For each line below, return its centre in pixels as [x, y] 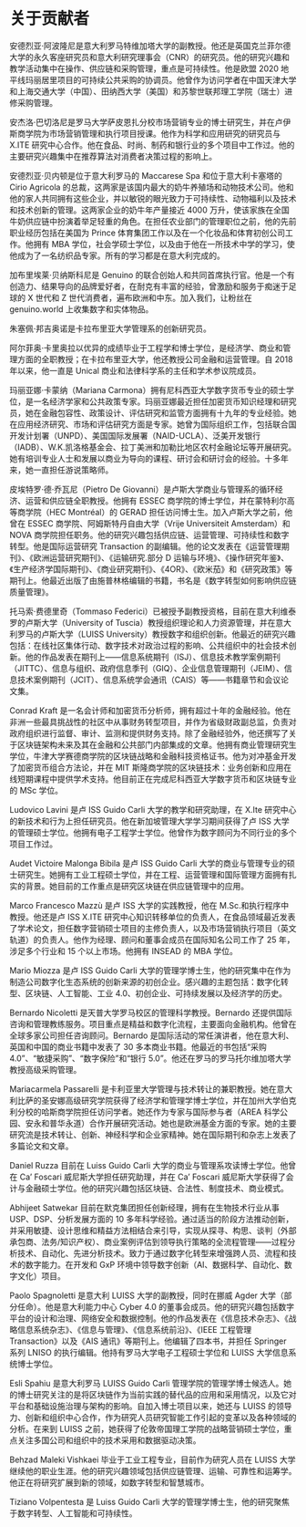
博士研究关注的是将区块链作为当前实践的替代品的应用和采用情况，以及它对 [157, 1394]
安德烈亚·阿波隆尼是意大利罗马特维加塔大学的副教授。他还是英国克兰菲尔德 [150, 46]
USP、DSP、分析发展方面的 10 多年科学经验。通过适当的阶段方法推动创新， [152, 1219]
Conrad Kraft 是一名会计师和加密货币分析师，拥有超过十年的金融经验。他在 [150, 710]
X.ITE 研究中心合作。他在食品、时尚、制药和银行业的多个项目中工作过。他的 [152, 145]
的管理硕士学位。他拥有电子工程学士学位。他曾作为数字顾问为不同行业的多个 [153, 832]
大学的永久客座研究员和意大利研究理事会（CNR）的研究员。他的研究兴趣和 [149, 57]
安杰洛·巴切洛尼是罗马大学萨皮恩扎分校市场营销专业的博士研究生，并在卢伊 [150, 122]
